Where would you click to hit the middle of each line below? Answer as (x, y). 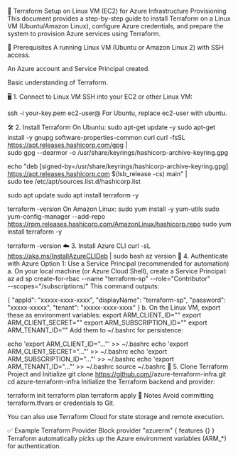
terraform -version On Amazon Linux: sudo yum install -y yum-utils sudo (114, 209)
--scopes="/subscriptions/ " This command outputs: (83, 286)
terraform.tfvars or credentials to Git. (61, 403)
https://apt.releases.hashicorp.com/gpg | (67, 145)
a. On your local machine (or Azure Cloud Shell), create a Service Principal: (117, 271)
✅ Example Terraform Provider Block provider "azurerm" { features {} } (111, 430)
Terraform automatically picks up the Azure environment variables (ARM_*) (117, 438)
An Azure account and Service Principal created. (79, 69)
